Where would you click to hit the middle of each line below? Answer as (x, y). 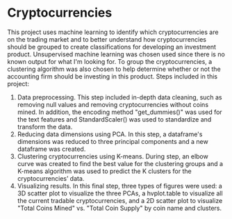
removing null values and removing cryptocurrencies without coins (113, 104)
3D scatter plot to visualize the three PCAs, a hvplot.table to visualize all (120, 193)
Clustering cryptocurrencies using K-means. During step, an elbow (113, 156)
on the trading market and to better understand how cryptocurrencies (107, 39)
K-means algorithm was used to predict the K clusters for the (105, 171)
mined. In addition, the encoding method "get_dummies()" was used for (119, 112)
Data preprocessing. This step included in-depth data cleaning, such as (119, 97)
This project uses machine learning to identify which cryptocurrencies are (113, 32)
